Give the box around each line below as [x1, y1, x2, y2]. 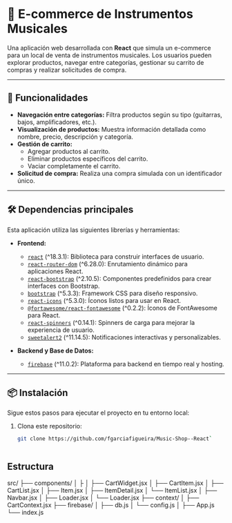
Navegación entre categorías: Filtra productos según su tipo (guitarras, [17, 110, 222, 119]
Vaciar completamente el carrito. [27, 161, 121, 170]
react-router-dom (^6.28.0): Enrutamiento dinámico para [27, 259, 188, 268]
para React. [27, 310, 61, 319]
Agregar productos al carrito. [27, 147, 110, 155]
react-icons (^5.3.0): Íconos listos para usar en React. [27, 296, 182, 304]
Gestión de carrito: [17, 139, 72, 148]
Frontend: [17, 239, 46, 247]
